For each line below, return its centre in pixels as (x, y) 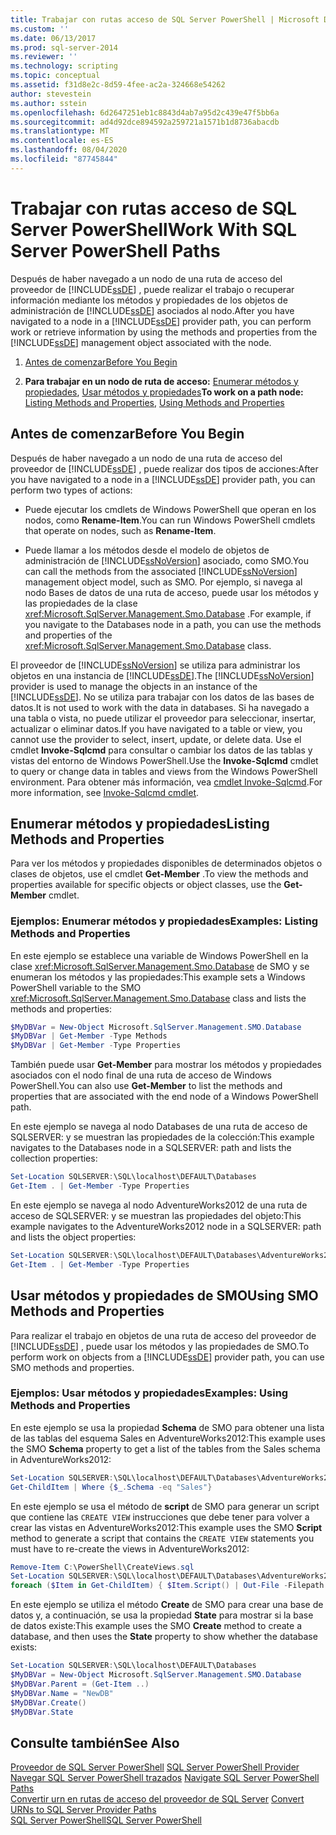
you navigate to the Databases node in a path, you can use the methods (173, 624)
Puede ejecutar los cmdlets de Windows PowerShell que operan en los (170, 509)
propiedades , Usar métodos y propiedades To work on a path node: (164, 392)
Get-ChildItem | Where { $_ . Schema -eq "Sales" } (111, 1487)
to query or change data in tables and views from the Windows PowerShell (164, 771)
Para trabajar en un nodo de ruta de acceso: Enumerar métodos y (161, 381)
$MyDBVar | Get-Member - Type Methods (89, 1036)
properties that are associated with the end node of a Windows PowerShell (164, 1097)
